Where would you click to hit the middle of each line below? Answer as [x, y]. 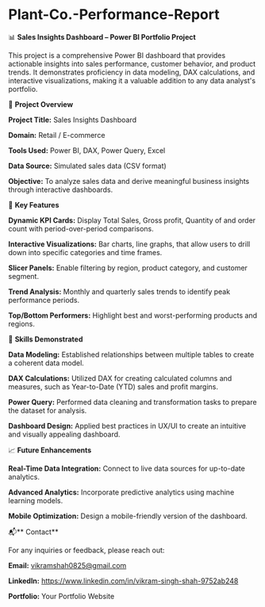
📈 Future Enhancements [50, 450]
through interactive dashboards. [61, 189]
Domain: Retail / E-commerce [57, 135]
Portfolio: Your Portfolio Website [61, 596]
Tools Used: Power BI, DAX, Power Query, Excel [87, 150]
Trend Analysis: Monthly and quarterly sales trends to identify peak [119, 292]
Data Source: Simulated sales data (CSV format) [87, 166]
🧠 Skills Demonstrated [46, 339]
